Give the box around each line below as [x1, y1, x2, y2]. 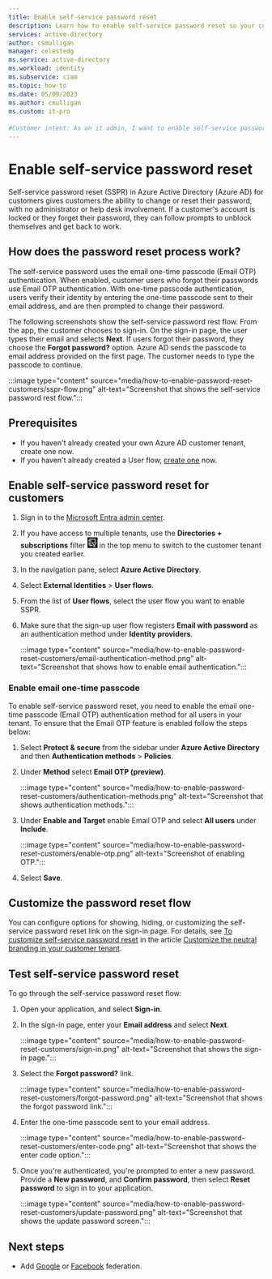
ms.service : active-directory [8, 56, 111, 64]
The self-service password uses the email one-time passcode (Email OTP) [8, 266, 257, 276]
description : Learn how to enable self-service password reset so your [8, 21, 255, 30]
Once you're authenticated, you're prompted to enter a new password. [19, 1166, 256, 1176]
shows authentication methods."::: [19, 800, 134, 809]
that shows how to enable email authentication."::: [80, 662, 247, 672]
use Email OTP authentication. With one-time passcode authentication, [8, 284, 244, 294]
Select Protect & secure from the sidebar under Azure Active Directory [19, 742, 261, 752]
